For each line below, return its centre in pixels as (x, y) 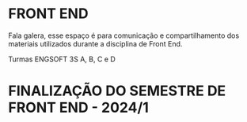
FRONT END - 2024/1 (78, 108)
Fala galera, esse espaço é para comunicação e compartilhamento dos (124, 35)
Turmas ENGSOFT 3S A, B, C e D (62, 59)
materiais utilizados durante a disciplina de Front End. (95, 43)
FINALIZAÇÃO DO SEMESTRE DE (117, 91)
